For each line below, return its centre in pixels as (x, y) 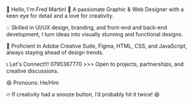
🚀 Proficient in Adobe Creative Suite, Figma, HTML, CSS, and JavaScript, (97, 46)
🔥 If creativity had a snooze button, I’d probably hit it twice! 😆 (83, 94)
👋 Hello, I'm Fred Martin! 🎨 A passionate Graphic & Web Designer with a (95, 9)
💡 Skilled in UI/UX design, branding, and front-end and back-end (87, 28)
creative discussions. (33, 71)
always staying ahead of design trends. (55, 52)
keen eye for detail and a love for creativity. (60, 16)
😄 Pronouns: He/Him (33, 83)
